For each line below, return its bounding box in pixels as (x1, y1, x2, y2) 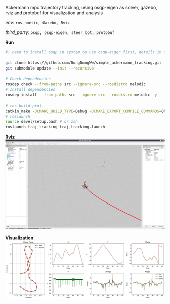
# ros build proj (5, 103, 42, 108)
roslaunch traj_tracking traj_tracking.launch (5, 124, 105, 130)
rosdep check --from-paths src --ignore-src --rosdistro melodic (5, 82, 146, 87)
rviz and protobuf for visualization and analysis (5, 10, 103, 16)
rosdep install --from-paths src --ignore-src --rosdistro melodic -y (5, 92, 157, 97)
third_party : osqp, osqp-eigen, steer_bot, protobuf (5, 29, 115, 35)
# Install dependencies (5, 87, 56, 92)
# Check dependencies (5, 76, 51, 82)
